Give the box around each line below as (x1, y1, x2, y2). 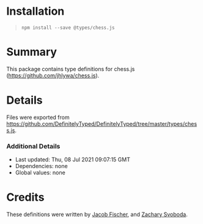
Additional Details (6, 142, 61, 150)
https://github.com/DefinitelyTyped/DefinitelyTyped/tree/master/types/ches (6, 120, 197, 127)
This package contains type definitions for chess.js (6, 65, 135, 72)
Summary (6, 45, 57, 59)
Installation (6, 4, 65, 18)
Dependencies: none (15, 163, 68, 170)
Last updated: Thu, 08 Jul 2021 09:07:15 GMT (15, 156, 130, 163)
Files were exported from (6, 114, 70, 121)
